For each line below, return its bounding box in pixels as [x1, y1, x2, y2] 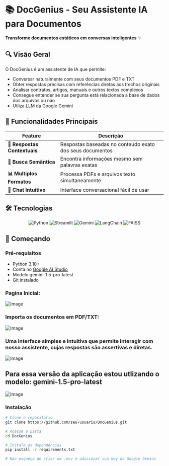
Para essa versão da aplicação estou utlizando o [5, 370, 159, 378]
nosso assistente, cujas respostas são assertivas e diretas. [5, 344, 153, 351]
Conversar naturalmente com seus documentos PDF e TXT [12, 76, 135, 82]
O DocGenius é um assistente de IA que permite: [5, 66, 106, 72]
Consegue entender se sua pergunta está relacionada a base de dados [12, 92, 160, 98]
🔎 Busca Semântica [8, 158, 55, 165]
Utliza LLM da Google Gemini [12, 103, 73, 109]
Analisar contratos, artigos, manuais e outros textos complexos [12, 87, 143, 93]
